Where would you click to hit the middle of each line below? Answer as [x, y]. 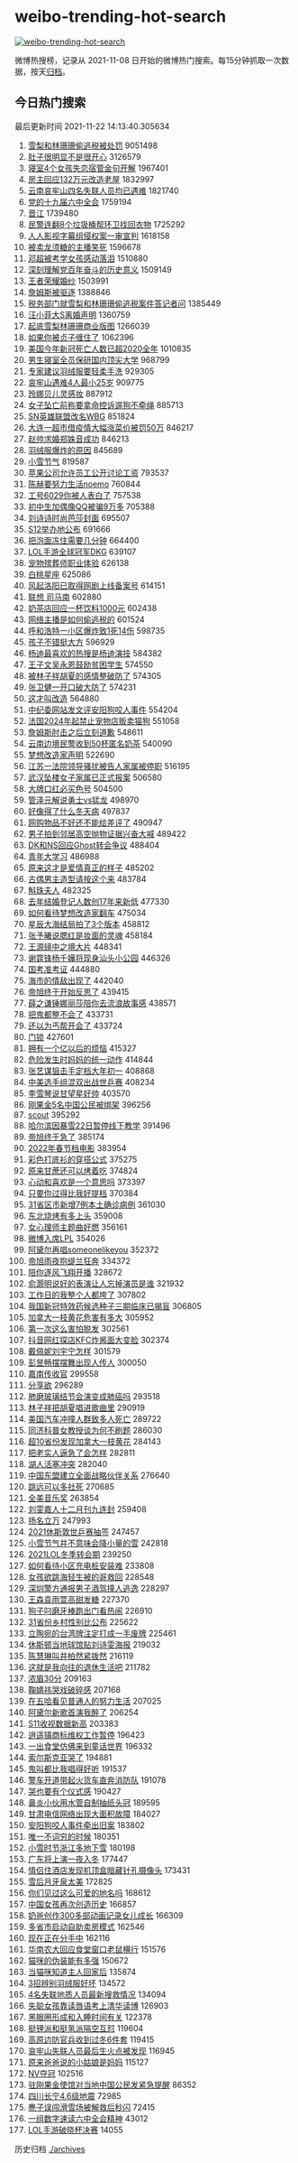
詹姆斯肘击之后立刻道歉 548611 [85, 732]
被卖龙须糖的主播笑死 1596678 [85, 246]
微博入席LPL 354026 [67, 1238]
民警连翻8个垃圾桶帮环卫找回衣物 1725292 [106, 224]
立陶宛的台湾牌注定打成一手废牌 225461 [102, 1633]
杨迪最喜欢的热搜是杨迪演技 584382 [95, 653]
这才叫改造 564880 [63, 698]
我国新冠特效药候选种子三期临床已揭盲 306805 [114, 1305]
